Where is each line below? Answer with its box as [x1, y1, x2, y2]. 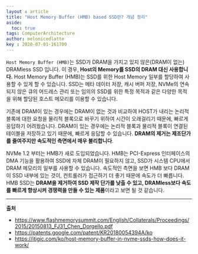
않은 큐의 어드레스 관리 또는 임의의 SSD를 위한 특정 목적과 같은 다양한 [16, 88, 177, 95]
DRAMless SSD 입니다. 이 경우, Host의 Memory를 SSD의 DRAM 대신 [6, 65, 168, 72]
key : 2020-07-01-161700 [6, 42, 67, 48]
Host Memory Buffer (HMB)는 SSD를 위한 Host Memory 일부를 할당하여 [14, 73, 184, 80]
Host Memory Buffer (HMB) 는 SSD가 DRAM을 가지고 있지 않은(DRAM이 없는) [6, 58, 184, 65]
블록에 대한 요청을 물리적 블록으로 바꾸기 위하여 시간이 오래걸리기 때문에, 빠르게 [6, 115, 189, 122]
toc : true [11, 25, 35, 31]
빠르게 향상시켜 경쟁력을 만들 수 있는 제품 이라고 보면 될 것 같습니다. [12, 186, 165, 193]
